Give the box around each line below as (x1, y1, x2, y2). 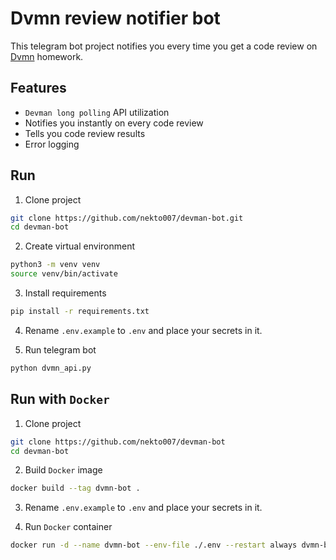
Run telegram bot (24, 343, 97, 356)
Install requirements (24, 287, 107, 299)
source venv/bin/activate (10, 269, 118, 279)
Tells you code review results (24, 127, 146, 139)
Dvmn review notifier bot (10, 7, 221, 30)
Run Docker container (24, 521, 113, 533)
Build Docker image (24, 464, 103, 476)
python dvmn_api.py (10, 363, 92, 373)
